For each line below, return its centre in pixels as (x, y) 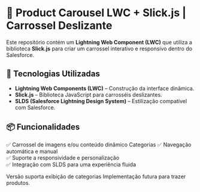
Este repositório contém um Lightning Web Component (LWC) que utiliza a (99, 42)
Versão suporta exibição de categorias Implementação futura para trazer (96, 176)
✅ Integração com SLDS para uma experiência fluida (71, 164)
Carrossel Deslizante (59, 25)
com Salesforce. (35, 107)
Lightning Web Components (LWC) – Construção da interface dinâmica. (104, 88)
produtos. (18, 182)
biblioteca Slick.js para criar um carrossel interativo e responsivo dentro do (99, 49)
